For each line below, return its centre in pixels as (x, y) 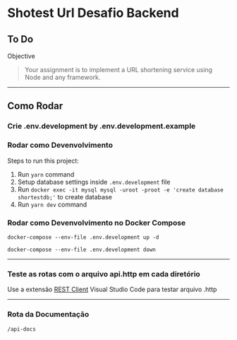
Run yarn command (46, 174)
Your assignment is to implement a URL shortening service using (119, 70)
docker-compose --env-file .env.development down (82, 250)
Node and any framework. (62, 77)
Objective (21, 56)
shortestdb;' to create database (65, 197)
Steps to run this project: (43, 160)
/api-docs (22, 329)
